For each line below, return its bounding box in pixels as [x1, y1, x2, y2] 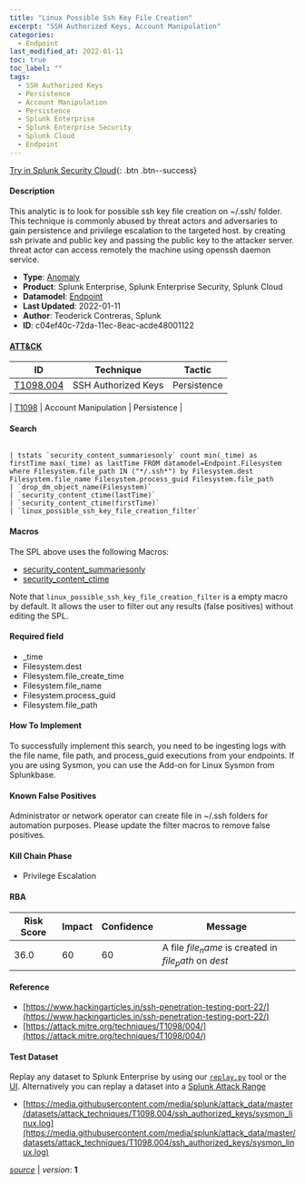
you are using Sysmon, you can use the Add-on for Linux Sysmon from [9, 759, 275, 770]
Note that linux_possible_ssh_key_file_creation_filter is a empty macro [9, 591, 289, 602]
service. [9, 253, 40, 264]
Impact [62, 920, 93, 932]
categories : [9, 30, 54, 39]
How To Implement [9, 720, 82, 731]
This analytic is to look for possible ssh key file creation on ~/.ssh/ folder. [9, 205, 283, 216]
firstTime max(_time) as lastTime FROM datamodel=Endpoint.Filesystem [9, 459, 282, 469]
